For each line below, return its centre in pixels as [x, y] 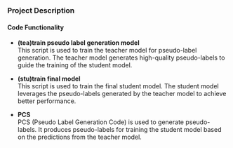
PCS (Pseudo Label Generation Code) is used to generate [101, 122]
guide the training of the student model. [75, 65]
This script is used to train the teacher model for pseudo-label [107, 51]
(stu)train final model [49, 79]
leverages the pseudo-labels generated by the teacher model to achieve [122, 94]
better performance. [47, 101]
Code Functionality [36, 27]
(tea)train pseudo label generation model [78, 43]
